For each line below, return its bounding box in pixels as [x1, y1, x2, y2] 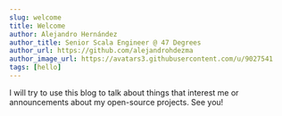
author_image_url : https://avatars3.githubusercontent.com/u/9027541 [9, 54, 274, 63]
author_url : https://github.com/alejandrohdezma [9, 46, 194, 55]
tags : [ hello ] [9, 63, 62, 72]
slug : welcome [9, 12, 62, 22]
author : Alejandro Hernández [9, 29, 118, 38]
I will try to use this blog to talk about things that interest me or [9, 87, 239, 98]
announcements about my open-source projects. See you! [9, 96, 224, 107]
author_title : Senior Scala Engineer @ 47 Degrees [9, 37, 202, 47]
